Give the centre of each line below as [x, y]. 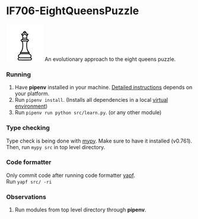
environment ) [31, 106]
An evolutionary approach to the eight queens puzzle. [110, 59]
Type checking [28, 128]
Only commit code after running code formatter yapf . [71, 175]
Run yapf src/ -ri [29, 181]
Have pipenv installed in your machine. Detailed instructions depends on [103, 88]
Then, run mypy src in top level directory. [56, 147]
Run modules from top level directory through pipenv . [80, 210]
